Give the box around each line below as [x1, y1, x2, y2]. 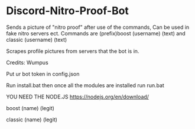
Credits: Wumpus [6, 59, 48, 66]
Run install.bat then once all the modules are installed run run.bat [6, 81, 164, 89]
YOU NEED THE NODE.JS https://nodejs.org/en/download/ [6, 93, 149, 100]
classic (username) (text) [6, 36, 67, 43]
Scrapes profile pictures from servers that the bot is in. [6, 47, 139, 54]
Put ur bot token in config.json [6, 70, 80, 77]
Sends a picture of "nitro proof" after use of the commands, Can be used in [6, 24, 190, 31]
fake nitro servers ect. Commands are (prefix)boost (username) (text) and [6, 29, 186, 37]
